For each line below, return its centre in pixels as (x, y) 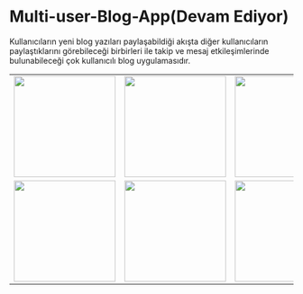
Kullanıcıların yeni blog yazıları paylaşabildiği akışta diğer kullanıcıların (139, 41)
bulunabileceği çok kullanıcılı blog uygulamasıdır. (100, 60)
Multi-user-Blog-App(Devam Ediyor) (149, 17)
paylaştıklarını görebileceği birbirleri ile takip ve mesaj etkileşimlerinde (139, 50)
